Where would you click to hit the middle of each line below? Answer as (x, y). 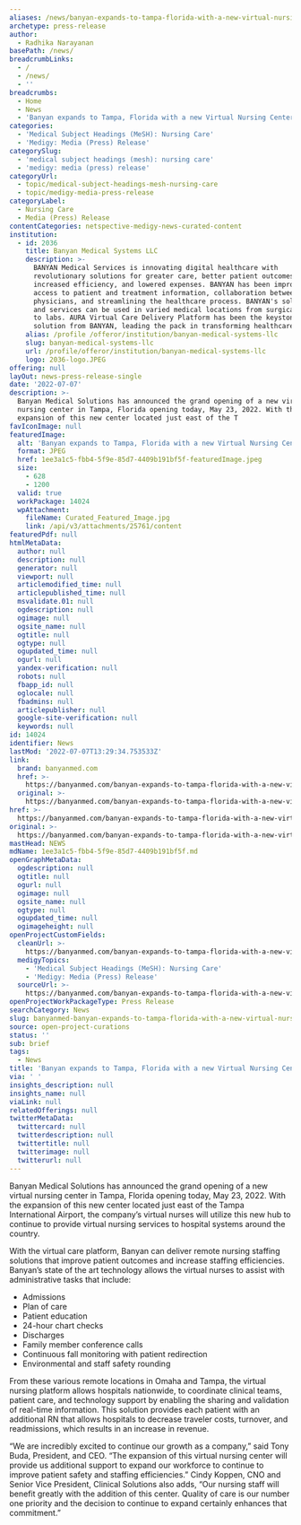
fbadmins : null (46, 701)
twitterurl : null (50, 1160)
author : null (42, 551)
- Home (30, 101)
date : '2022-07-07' (46, 385)
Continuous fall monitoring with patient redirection (115, 1354)
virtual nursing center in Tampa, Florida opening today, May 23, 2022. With (148, 1195)
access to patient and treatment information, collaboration (150, 292)
